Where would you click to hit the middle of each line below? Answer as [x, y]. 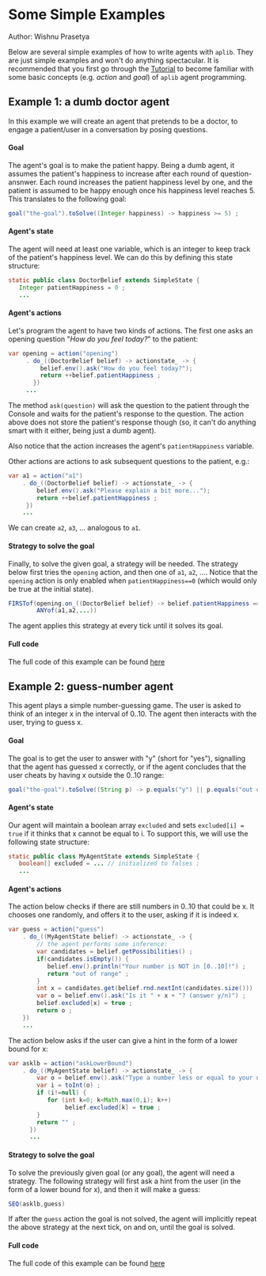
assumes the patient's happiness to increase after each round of [114, 173]
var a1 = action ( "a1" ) [46, 476]
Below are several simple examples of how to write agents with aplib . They [131, 51]
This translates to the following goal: [67, 199]
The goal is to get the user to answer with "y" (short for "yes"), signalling [127, 758]
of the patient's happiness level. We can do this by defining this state [121, 257]
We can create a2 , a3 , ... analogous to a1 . [74, 528]
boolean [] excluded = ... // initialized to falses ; [109, 864]
